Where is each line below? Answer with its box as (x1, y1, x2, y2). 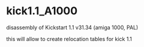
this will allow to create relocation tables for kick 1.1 (6, 35, 132, 42)
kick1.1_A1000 (6, 4, 78, 18)
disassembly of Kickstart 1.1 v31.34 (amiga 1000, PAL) (6, 24, 139, 31)
